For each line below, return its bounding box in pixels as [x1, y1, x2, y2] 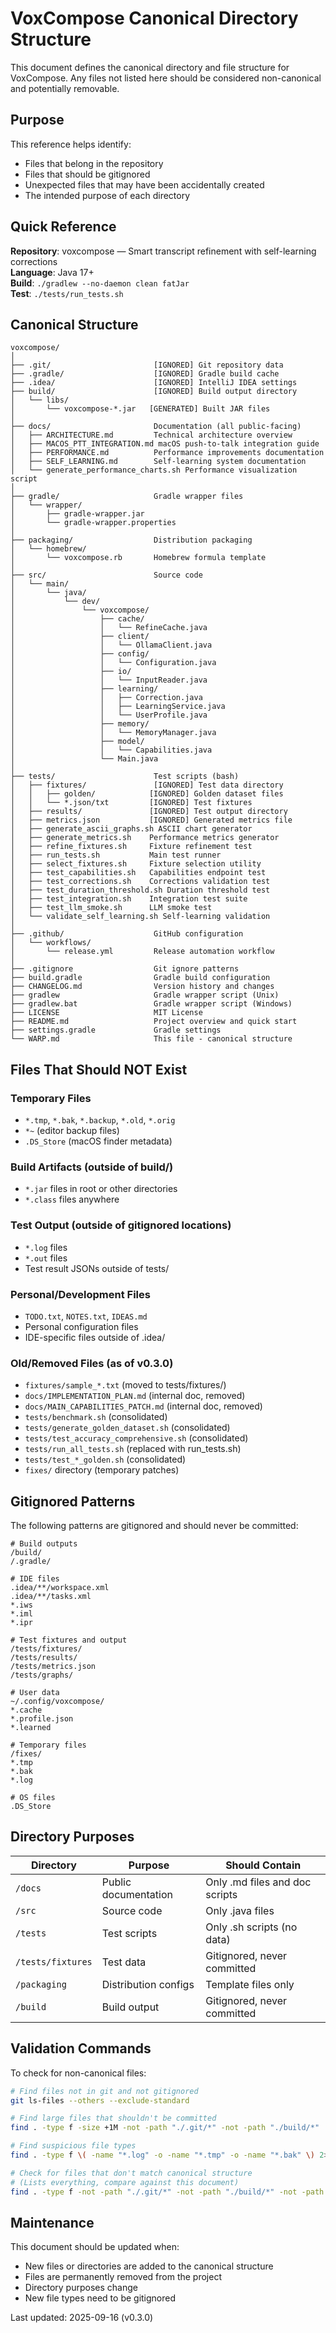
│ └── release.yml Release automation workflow [10, 947, 275, 957]
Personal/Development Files [10, 1287, 151, 1301]
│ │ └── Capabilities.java [10, 745, 213, 756]
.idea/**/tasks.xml [10, 1592, 92, 1602]
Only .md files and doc [205, 1875, 312, 1889]
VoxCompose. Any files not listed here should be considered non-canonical [10, 72, 322, 84]
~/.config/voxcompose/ [10, 1697, 105, 1707]
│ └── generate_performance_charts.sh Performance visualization [10, 465, 298, 476]
